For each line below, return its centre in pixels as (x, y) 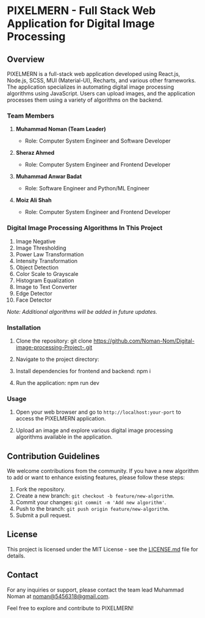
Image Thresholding (41, 248)
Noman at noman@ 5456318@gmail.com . (59, 596)
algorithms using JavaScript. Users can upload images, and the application (101, 93)
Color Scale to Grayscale (47, 274)
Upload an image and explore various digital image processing (94, 430)
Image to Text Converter (46, 287)
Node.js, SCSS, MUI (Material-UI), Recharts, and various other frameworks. (102, 80)
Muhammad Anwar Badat (49, 177)
